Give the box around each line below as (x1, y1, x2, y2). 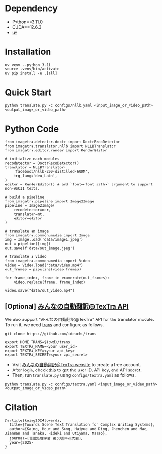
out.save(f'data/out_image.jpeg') (5, 246, 75, 251)
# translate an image (5, 229, 49, 234)
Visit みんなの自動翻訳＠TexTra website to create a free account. (12, 361, 141, 367)
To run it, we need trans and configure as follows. (5, 321, 104, 328)
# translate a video (5, 254, 47, 259)
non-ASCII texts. (5, 186, 40, 191)
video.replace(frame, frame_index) (14, 280, 86, 285)
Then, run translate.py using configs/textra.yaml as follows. (12, 372, 136, 378)
